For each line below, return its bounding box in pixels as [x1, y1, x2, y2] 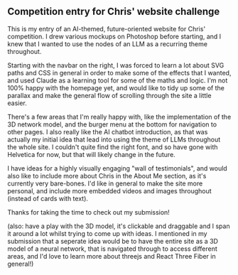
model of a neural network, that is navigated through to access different [7, 244, 218, 253]
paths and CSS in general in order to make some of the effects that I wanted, [7, 68, 232, 77]
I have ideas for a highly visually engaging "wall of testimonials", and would [7, 163, 227, 173]
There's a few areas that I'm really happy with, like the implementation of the [7, 112, 232, 121]
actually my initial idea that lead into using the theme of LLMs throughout [7, 135, 221, 144]
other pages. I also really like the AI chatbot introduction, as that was [7, 127, 208, 136]
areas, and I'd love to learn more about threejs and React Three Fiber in [7, 252, 216, 260]
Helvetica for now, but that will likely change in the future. [7, 150, 175, 158]
